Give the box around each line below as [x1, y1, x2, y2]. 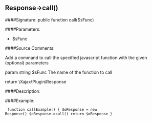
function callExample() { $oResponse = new [7, 107, 97, 112]
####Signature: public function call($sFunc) [5, 17, 94, 22]
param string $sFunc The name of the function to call [5, 69, 112, 75]
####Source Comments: [5, 45, 55, 51]
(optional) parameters [5, 60, 49, 65]
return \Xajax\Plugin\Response [5, 79, 66, 84]
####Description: [5, 88, 41, 94]
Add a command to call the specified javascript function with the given [5, 55, 148, 60]
